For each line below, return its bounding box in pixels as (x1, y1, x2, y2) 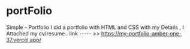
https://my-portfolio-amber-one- (101, 30, 182, 37)
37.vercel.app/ (6, 36, 42, 43)
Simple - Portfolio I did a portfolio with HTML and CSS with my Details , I (6, 24, 184, 31)
